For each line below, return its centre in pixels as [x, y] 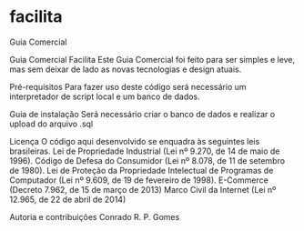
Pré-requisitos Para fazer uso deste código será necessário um [128, 86]
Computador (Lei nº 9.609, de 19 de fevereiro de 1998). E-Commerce [139, 180]
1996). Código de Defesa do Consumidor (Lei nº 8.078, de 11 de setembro [147, 160]
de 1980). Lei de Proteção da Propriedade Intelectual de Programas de [142, 170]
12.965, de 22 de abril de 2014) [68, 199]
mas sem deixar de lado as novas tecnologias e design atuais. [126, 69]
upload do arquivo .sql [51, 124]
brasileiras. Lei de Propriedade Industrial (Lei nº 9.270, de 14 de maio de [145, 151]
